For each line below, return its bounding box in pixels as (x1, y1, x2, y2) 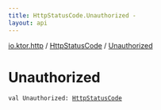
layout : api (8, 19, 48, 27)
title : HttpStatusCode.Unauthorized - (8, 11, 136, 20)
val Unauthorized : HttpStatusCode (8, 94, 123, 103)
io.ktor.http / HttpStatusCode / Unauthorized (8, 40, 153, 50)
